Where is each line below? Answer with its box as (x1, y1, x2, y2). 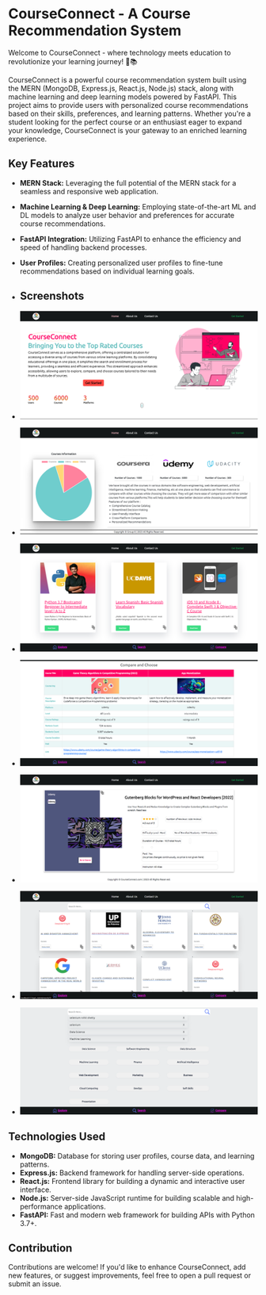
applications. (64, 1201, 107, 1211)
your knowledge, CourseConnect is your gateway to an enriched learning (8, 125, 247, 135)
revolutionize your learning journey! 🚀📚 (8, 56, 138, 66)
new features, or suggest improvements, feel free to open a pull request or (8, 1270, 252, 1281)
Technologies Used (8, 1130, 105, 1144)
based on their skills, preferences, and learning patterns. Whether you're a (8, 109, 252, 118)
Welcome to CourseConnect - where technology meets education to (8, 48, 231, 57)
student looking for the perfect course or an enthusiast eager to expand (8, 117, 242, 127)
